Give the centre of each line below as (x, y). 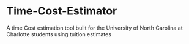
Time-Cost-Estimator (62, 11)
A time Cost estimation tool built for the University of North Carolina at (95, 28)
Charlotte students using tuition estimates (59, 34)
